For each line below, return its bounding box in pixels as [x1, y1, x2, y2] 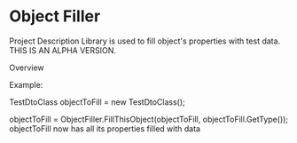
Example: [9, 79, 43, 90]
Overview [9, 62, 44, 73]
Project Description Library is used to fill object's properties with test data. [9, 36, 281, 46]
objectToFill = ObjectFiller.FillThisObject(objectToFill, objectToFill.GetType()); [9, 114, 289, 124]
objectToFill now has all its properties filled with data [9, 123, 201, 134]
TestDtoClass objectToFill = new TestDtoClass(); [9, 96, 186, 107]
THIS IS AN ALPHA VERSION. [9, 44, 117, 55]
